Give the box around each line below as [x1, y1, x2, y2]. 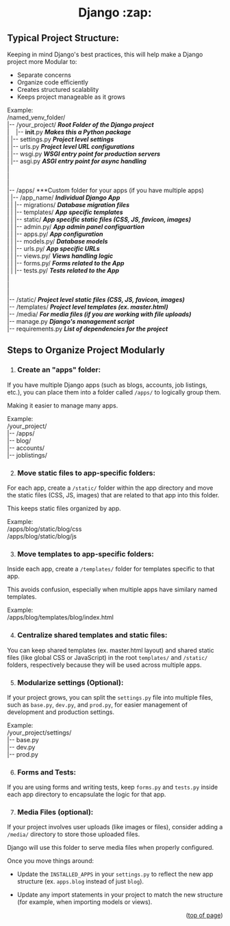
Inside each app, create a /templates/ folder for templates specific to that [7, 565, 215, 573]
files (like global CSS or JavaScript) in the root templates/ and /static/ [7, 653, 208, 661]
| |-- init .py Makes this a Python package [7, 128, 131, 136]
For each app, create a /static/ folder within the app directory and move [7, 484, 214, 492]
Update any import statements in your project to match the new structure [16, 890, 223, 899]
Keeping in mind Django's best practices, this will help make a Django [7, 50, 203, 58]
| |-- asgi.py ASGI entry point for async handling [7, 157, 147, 165]
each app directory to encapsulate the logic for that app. [7, 790, 166, 798]
